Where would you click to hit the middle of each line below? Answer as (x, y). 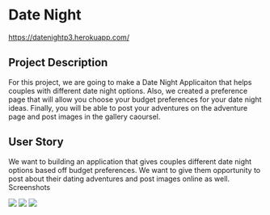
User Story (36, 142)
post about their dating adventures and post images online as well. (119, 179)
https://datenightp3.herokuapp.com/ (69, 37)
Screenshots (30, 187)
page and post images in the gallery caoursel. (84, 116)
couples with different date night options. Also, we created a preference (128, 91)
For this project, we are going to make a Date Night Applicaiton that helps (130, 82)
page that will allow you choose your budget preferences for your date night (135, 99)
